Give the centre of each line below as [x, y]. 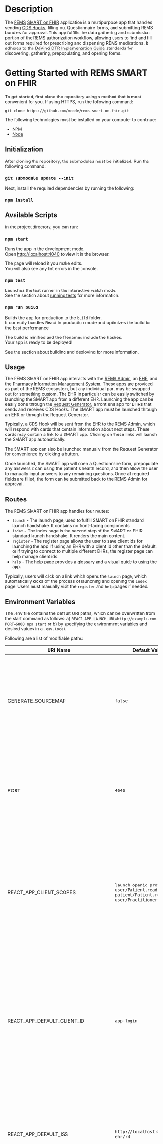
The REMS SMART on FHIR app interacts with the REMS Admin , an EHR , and [81, 379]
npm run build [22, 307]
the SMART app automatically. [35, 439]
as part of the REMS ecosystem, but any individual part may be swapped [78, 389]
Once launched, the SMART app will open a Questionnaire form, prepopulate [81, 464]
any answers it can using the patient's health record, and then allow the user [81, 468]
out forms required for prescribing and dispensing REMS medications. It [77, 43]
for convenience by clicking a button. [42, 454]
